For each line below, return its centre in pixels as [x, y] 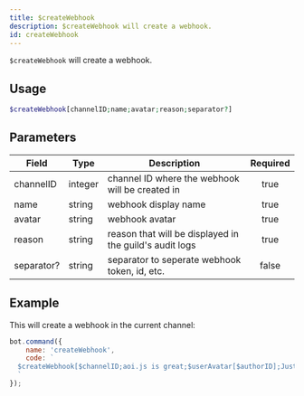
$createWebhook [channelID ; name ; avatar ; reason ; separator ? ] [121, 109]
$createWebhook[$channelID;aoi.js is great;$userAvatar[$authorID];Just [157, 367]
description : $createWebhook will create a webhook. [111, 26]
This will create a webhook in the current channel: [103, 325]
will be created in [144, 189]
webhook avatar [142, 219]
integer [84, 184]
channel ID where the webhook [173, 178]
